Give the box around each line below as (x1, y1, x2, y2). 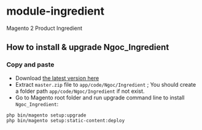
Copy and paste (6, 60, 55, 69)
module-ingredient (6, 4, 104, 18)
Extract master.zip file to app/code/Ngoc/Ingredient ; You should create (15, 81, 196, 88)
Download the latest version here (15, 74, 99, 82)
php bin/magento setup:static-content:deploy (6, 117, 125, 123)
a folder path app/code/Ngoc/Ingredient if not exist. (15, 87, 145, 95)
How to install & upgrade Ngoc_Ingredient (6, 42, 169, 52)
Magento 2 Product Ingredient (6, 24, 83, 32)
